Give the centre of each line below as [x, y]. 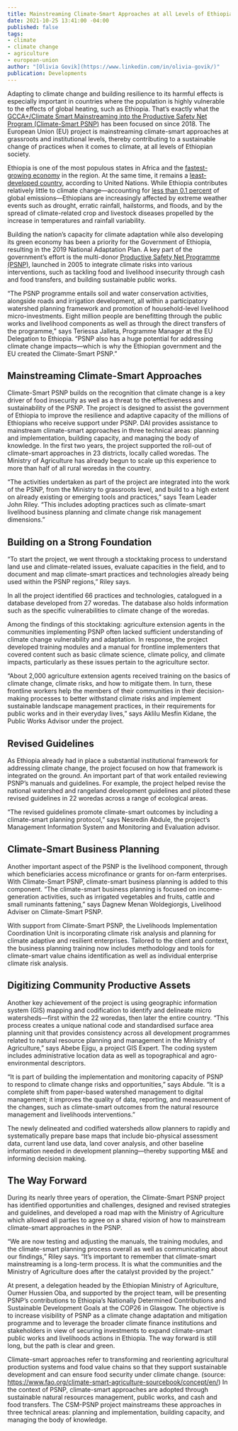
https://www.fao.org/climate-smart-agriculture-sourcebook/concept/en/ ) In [118, 1382]
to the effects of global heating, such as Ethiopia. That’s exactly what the [113, 109]
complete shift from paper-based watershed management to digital [105, 1092]
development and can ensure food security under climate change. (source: [117, 1375]
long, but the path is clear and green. [61, 1346]
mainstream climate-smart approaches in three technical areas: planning [113, 431]
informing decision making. [47, 1158]
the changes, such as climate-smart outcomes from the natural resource [113, 1107]
